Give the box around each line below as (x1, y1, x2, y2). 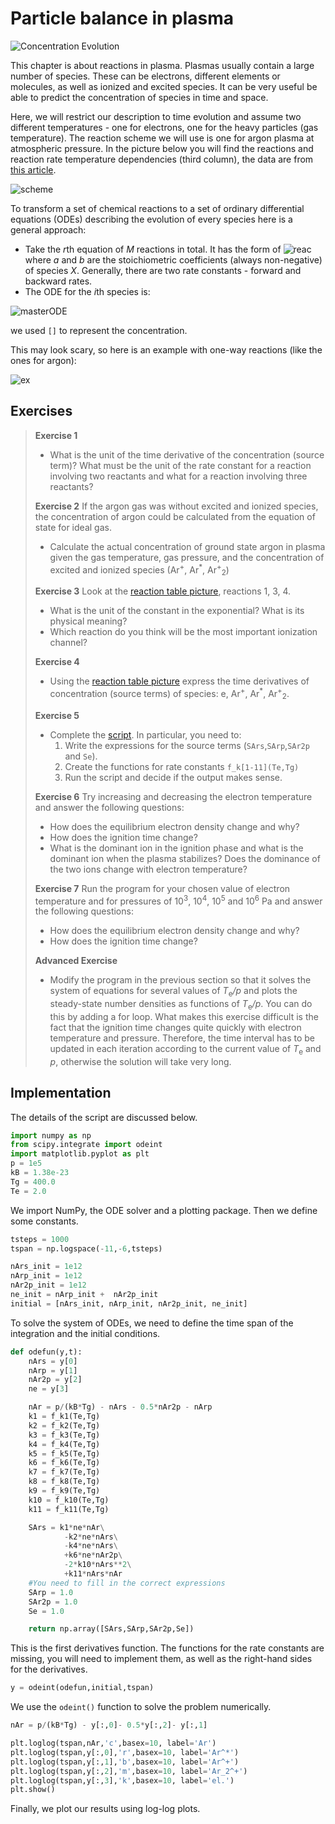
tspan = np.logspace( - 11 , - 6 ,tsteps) (10, 1243, 163, 1254)
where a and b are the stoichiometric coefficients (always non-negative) (24, 253, 323, 266)
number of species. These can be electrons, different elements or (10, 70, 281, 82)
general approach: (10, 223, 87, 236)
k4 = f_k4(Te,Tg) (28, 1439, 101, 1449)
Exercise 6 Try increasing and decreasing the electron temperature (34, 790, 313, 802)
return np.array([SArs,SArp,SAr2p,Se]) (28, 1624, 195, 1634)
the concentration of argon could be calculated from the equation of (34, 510, 316, 522)
